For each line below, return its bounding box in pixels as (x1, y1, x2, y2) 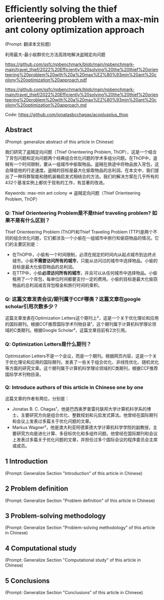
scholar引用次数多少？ (5, 303, 59, 310)
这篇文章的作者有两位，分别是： (5, 396, 69, 401)
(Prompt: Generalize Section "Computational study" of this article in (5, 557, 141, 563)
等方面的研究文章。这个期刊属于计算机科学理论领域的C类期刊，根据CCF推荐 (5, 365, 158, 371)
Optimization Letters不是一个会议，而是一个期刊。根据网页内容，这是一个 (5, 353, 153, 359)
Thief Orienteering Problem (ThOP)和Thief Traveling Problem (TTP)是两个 (5, 229, 153, 235)
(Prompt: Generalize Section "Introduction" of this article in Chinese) (5, 470, 143, 476)
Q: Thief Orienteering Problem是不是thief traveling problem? (5, 209, 151, 216)
